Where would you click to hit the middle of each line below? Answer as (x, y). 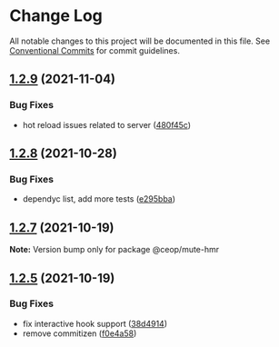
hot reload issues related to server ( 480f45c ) (107, 124)
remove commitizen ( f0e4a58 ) (80, 333)
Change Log (56, 16)
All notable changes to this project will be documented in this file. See (140, 41)
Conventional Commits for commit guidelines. (95, 50)
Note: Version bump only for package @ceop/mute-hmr (115, 250)
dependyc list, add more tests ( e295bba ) (99, 199)
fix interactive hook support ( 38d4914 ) (95, 323)
